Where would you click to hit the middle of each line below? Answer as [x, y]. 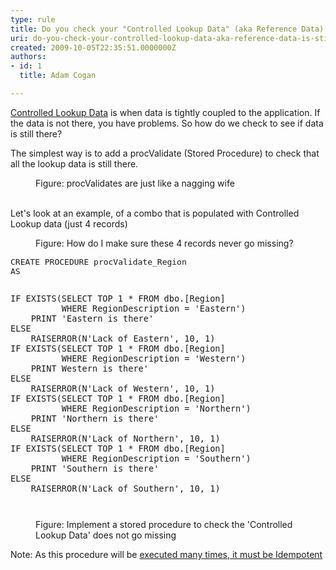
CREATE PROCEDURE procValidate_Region [98, 261]
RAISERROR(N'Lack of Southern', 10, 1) [125, 488]
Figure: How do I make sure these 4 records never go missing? [164, 243]
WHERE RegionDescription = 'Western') [154, 358]
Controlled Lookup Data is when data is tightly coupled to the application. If [165, 112]
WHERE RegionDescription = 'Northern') [156, 408]
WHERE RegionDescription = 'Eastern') [154, 308]
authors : [28, 57]
